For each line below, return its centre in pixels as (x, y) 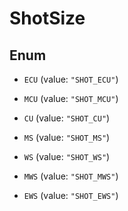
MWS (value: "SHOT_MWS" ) (71, 176)
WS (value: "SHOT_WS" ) (67, 156)
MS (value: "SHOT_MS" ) (67, 137)
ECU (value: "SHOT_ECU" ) (71, 79)
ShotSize (47, 18)
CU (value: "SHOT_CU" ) (67, 118)
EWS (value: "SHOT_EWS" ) (71, 195)
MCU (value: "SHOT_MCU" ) (71, 98)
